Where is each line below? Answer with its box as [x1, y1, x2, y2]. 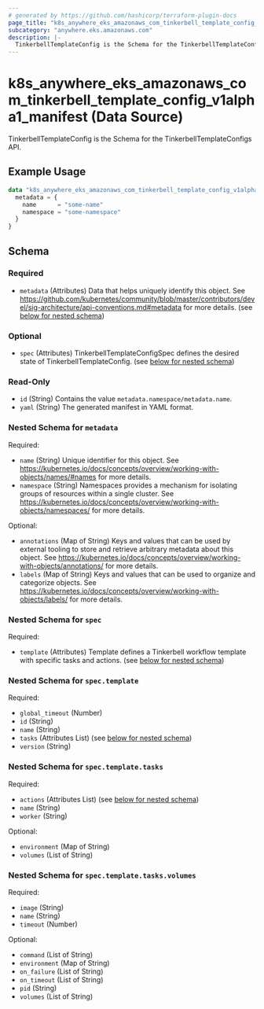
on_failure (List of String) [19, 967, 104, 976]
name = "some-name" [22, 201, 104, 208]
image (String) [19, 902, 64, 912]
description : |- [8, 33, 61, 42]
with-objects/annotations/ [19, 561, 104, 570]
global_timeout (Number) [19, 709, 103, 718]
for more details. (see [183, 302, 253, 311]
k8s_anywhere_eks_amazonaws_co [8, 75, 247, 93]
